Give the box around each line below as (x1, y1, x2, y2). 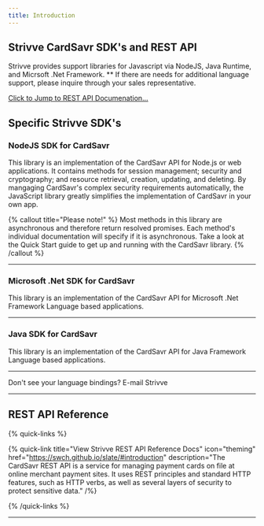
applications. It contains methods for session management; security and (8, 166, 242, 176)
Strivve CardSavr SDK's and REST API (8, 41, 198, 54)
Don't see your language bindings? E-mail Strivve (8, 377, 168, 387)
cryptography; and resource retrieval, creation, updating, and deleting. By (8, 175, 247, 184)
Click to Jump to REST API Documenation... (8, 94, 148, 103)
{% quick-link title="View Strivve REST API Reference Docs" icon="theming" (8, 444, 256, 454)
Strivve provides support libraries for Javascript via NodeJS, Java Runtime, (8, 61, 251, 71)
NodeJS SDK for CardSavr (8, 139, 110, 150)
